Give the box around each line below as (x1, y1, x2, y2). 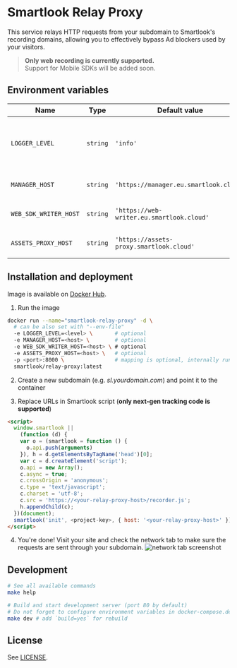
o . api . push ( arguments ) (25, 444, 93, 452)
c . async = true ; (20, 470, 68, 477)
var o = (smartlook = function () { (20, 438, 128, 445)
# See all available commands (7, 583, 97, 590)
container (17, 383, 46, 392)
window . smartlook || (13, 424, 74, 431)
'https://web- (115, 206, 163, 214)
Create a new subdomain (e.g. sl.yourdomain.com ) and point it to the (17, 376, 218, 384)
